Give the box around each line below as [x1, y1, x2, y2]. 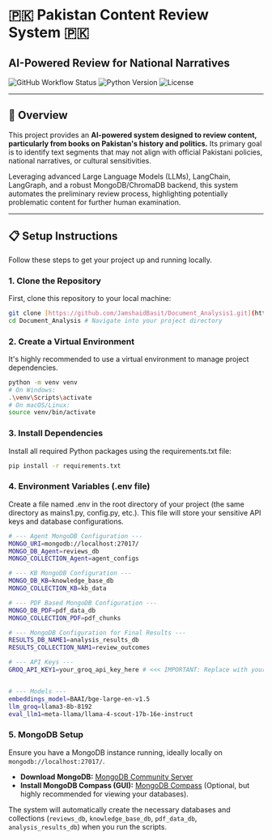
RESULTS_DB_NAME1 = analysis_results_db [8, 636, 139, 644]
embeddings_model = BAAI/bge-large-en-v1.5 [8, 694, 151, 703]
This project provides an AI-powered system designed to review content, [8, 129, 257, 139]
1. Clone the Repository [8, 275, 101, 286]
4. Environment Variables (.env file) [8, 481, 151, 492]
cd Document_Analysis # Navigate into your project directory [8, 316, 223, 325]
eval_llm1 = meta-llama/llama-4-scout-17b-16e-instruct [8, 710, 194, 718]
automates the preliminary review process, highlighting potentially [8, 189, 228, 198]
